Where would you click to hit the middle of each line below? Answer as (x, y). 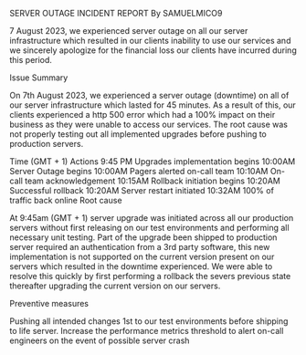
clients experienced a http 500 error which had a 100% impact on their (142, 115)
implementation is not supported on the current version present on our (142, 256)
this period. (31, 60)
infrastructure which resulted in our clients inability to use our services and (150, 41)
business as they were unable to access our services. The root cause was (148, 124)
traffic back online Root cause (66, 200)
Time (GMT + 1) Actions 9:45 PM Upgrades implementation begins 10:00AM (153, 162)
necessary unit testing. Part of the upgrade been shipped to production (143, 237)
